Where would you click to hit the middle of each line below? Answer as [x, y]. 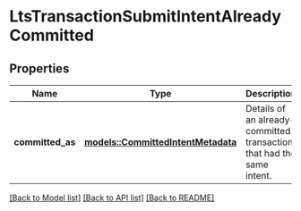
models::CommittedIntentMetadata [160, 142]
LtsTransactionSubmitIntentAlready [146, 17]
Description [271, 93]
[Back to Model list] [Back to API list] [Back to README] [112, 198]
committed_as [45, 142]
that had [262, 153]
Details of [266, 109]
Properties [39, 68]
